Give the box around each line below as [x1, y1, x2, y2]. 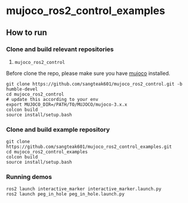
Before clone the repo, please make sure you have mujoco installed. [6, 69, 170, 77]
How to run [6, 28, 48, 38]
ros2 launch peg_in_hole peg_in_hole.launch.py [6, 191, 125, 197]
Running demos [6, 173, 52, 181]
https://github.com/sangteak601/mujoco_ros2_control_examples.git [6, 144, 172, 150]
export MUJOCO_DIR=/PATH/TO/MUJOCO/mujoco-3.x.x [6, 101, 127, 107]
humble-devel [6, 86, 38, 92]
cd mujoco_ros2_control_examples [6, 149, 88, 155]
